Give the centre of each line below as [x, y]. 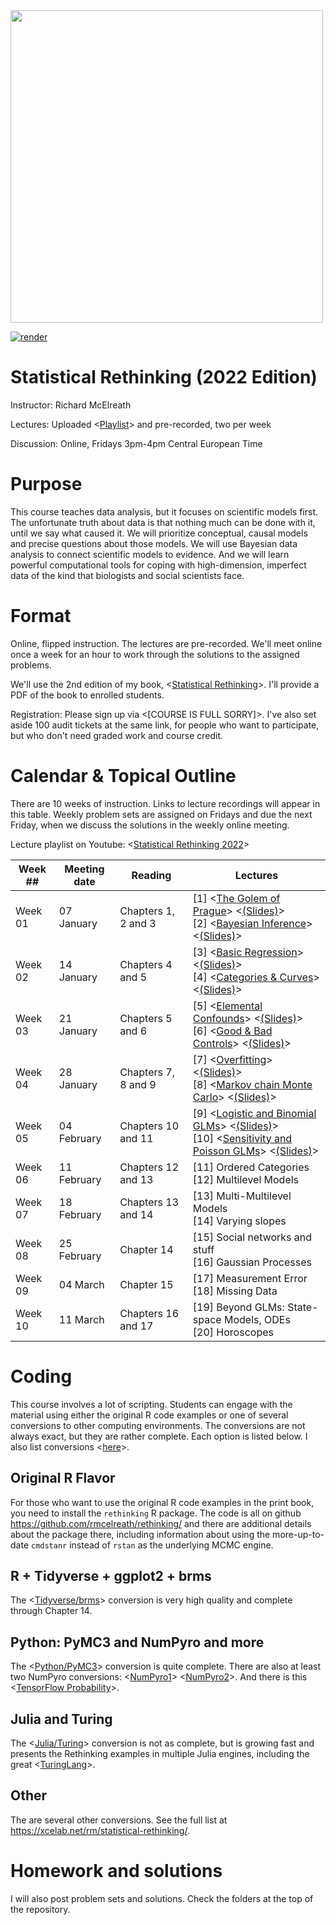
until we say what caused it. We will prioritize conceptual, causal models [159, 533]
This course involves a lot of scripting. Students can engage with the [151, 1404]
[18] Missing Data [235, 1291]
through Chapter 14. [51, 1611]
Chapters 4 [146, 964]
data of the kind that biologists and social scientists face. [127, 575]
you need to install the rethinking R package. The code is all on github [156, 1513]
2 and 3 [138, 923]
